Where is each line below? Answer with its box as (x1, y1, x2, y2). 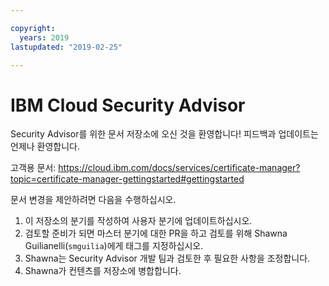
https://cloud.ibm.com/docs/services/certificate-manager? (58, 162, 301, 174)
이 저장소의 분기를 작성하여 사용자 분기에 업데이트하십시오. (24, 215, 253, 227)
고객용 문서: (10, 162, 57, 174)
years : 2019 (19, 32, 70, 43)
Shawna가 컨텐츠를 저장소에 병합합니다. (24, 265, 182, 277)
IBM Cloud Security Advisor (10, 94, 246, 116)
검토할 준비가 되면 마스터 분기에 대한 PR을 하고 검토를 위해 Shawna (24, 227, 288, 240)
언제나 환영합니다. (10, 141, 81, 153)
